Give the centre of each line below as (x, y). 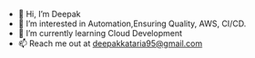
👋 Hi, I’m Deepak (49, 14)
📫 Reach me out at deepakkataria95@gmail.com (110, 43)
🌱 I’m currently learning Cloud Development (100, 33)
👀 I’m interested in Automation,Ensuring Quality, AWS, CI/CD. (132, 24)
